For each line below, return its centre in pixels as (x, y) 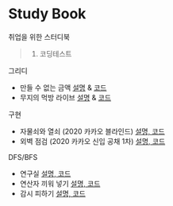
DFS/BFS (23, 157)
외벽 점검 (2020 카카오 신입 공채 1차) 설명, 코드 (92, 141)
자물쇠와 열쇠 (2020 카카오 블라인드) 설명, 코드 (92, 131)
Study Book (47, 14)
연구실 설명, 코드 (45, 173)
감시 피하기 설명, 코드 (52, 193)
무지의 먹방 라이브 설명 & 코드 (65, 97)
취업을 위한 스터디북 (39, 37)
